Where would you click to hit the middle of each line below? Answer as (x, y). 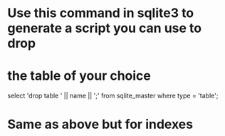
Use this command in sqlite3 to (101, 13)
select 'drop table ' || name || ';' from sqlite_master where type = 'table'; (113, 96)
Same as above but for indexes (100, 124)
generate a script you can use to (104, 28)
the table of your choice (79, 76)
